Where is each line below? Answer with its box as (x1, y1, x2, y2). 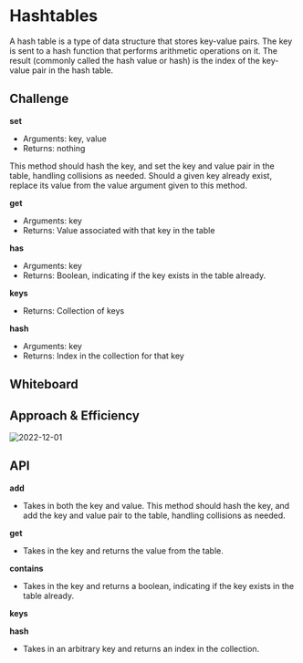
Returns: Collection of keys (22, 305, 125, 316)
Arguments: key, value (22, 133, 107, 144)
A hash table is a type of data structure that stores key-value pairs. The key (9, 36, 293, 47)
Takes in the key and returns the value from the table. (22, 544, 224, 556)
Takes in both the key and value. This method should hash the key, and (22, 500, 290, 511)
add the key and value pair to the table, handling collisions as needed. (22, 510, 286, 521)
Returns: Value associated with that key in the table (22, 224, 215, 235)
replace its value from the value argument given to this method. (9, 180, 248, 191)
